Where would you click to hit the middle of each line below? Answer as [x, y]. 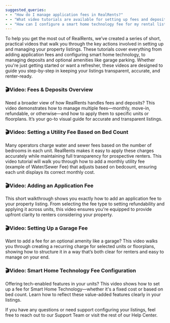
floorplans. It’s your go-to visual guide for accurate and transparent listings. [84, 119]
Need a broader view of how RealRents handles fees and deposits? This [80, 102]
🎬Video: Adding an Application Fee [49, 186]
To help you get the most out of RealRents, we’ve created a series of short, [83, 39]
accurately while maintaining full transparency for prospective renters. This [83, 156]
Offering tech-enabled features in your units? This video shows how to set [83, 283]
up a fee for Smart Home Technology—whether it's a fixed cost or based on [84, 289]
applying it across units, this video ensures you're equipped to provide [79, 209]
